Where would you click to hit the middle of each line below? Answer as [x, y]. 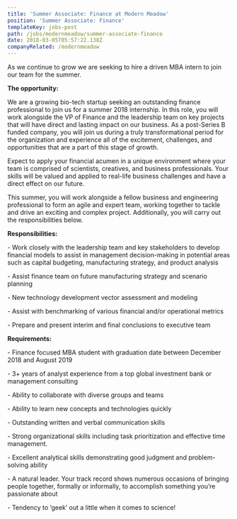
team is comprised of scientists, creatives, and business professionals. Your [118, 168]
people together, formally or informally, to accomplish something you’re [111, 486]
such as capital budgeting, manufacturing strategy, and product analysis [113, 262]
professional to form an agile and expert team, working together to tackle [114, 205]
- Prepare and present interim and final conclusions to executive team [109, 325]
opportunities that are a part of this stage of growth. [83, 147]
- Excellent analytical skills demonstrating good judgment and [97, 457]
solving [18, 465]
